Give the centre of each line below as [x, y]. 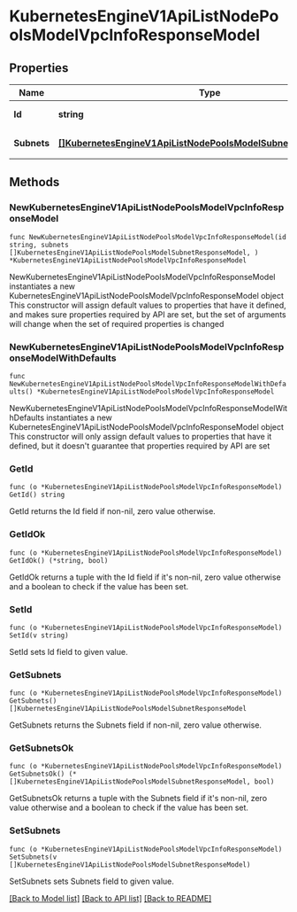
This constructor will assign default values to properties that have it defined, [148, 305]
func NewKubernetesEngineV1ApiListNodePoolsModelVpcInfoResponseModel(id [148, 237]
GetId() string [37, 495]
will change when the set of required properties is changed [117, 323]
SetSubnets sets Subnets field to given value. [91, 881]
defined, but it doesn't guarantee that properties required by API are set [140, 446]
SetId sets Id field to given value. [69, 651]
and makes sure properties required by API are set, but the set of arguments [148, 314]
